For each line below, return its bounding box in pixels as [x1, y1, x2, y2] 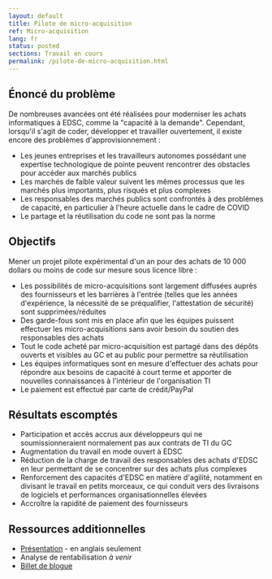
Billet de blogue [19, 561, 73, 571]
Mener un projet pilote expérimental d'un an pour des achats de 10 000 [8, 256, 247, 266]
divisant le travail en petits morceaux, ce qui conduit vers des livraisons [19, 481, 260, 491]
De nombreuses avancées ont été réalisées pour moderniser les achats [8, 109, 247, 119]
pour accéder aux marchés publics [19, 168, 137, 177]
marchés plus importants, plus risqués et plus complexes [19, 185, 211, 195]
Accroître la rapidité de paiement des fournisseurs [19, 498, 188, 508]
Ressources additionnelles [8, 522, 146, 536]
